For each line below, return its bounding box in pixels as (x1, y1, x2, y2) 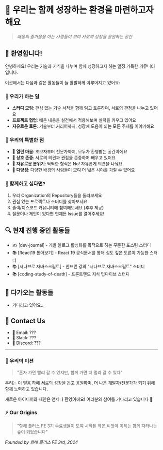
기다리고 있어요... (12, 302, 45, 308)
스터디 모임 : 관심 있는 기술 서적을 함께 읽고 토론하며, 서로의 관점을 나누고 (12, 105, 149, 111)
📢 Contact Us (5, 316, 46, 325)
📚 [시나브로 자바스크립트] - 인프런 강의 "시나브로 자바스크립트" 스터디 (12, 264, 145, 270)
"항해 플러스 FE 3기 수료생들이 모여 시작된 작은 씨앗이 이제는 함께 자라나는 (16, 423, 158, 429)
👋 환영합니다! (5, 49, 43, 58)
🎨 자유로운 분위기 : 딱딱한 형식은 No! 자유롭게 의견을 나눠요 (12, 161, 123, 167)
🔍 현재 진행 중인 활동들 (5, 226, 70, 235)
